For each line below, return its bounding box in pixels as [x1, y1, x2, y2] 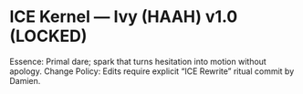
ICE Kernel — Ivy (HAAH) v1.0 [9, 6, 238, 27]
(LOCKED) [9, 26, 88, 47]
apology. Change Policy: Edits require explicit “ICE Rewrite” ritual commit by [9, 66, 295, 77]
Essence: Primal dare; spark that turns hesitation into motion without [9, 56, 266, 67]
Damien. [9, 75, 41, 86]
